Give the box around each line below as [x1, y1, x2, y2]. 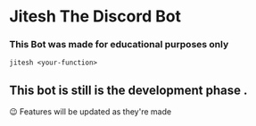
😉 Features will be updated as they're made [9, 106, 172, 117]
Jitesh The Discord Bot [9, 6, 181, 27]
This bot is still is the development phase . [9, 82, 248, 97]
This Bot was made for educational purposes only [9, 38, 229, 51]
